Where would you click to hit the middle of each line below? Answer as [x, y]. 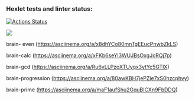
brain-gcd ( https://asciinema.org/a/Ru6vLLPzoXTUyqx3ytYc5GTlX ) [88, 67]
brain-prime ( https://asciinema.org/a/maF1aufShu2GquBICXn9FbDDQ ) [92, 90]
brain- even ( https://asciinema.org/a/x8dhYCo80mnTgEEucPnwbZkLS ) [92, 44]
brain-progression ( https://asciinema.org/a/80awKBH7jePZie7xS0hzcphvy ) [97, 78]
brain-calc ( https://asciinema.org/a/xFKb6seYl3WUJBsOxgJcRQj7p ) [89, 55]
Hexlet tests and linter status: [49, 9]
